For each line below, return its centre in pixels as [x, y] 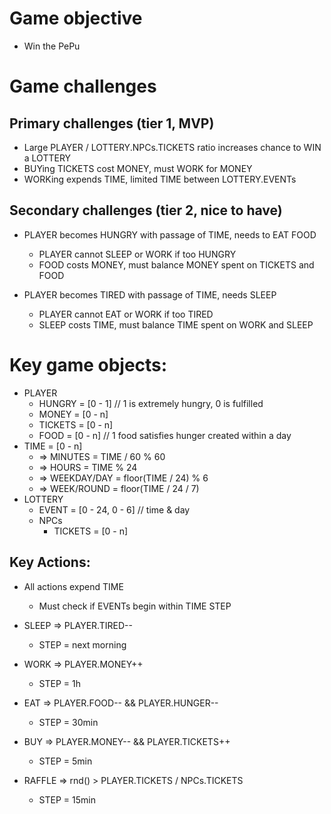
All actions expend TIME [73, 586]
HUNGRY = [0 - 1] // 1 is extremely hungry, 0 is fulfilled [151, 403]
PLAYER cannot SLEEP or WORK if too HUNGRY [137, 254]
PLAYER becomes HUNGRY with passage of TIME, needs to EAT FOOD [170, 234]
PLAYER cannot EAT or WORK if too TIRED [126, 314]
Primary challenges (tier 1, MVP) [112, 123]
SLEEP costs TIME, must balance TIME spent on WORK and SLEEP [176, 324]
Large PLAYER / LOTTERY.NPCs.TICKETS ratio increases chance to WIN [172, 147]
